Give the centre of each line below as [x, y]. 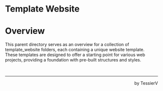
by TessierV [146, 83]
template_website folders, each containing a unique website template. [75, 50]
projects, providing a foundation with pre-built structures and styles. [73, 60]
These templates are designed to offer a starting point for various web [75, 55]
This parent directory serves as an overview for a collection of [67, 45]
